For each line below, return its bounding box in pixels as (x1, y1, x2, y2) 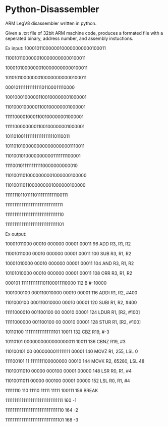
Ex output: (5, 231, 27, 237)
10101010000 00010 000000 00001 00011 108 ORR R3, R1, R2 (5, 270, 133, 276)
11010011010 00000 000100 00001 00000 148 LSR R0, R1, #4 (5, 367, 132, 374)
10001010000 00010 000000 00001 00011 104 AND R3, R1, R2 (5, 260, 134, 266)
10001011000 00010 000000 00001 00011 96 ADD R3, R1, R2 (5, 241, 131, 247)
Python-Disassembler (5, 4, 99, 15)
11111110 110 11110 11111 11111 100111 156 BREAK (5, 387, 98, 393)
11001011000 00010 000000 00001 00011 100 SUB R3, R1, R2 (5, 250, 132, 256)
